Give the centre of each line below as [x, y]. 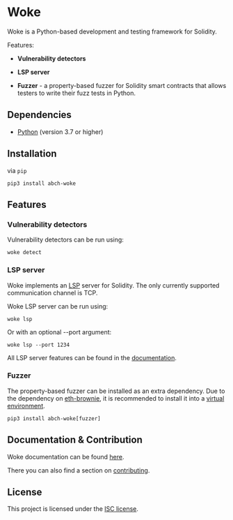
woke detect [24, 253]
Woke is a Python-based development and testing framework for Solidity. [112, 31]
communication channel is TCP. [53, 292]
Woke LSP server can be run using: [58, 306]
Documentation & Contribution [75, 440]
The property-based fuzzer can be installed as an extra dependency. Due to [116, 391]
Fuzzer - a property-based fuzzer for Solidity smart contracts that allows [122, 85]
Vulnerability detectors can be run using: [65, 240]
